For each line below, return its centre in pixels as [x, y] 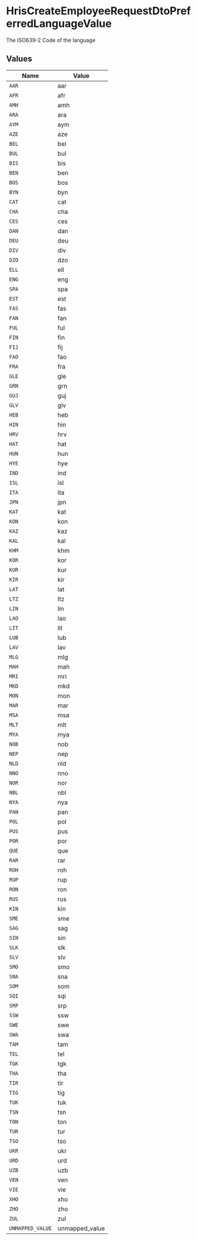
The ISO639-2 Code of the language [51, 40]
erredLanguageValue [59, 24]
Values [19, 59]
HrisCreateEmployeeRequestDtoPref [99, 11]
